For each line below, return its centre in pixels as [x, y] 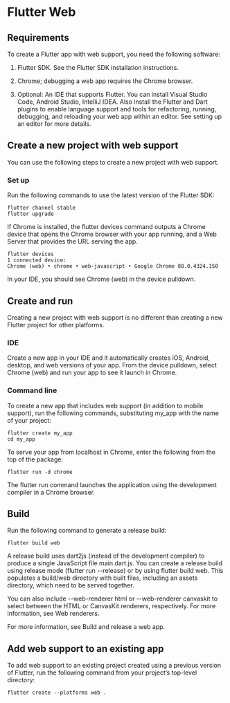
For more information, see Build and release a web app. [86, 627]
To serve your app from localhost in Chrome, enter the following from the [112, 452]
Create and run [40, 301]
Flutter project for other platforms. [56, 325]
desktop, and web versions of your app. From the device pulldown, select [112, 365]
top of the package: [35, 459]
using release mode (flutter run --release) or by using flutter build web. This [115, 571]
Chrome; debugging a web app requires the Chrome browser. [105, 81]
